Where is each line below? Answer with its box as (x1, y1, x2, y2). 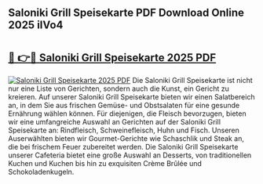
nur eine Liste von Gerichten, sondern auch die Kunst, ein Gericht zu (8, 84, 229, 93)
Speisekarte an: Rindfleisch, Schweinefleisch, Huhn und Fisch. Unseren (8, 125, 239, 135)
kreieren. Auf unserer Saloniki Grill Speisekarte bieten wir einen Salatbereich (8, 92, 255, 101)
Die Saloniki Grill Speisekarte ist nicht (132, 76, 253, 85)
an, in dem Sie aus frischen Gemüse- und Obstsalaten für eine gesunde (8, 101, 240, 110)
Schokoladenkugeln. (8, 168, 75, 176)
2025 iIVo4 (8, 19, 64, 32)
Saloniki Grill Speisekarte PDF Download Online (8, 6, 245, 20)
